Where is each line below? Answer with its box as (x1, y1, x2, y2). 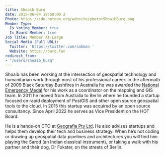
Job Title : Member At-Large (5, 35, 64, 40)
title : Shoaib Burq (5, 7, 46, 12)
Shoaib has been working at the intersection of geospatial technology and (5, 71, 157, 77)
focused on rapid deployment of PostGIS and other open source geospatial (5, 98, 159, 104)
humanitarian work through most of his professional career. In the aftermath (5, 77, 161, 83)
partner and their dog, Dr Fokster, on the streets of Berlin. (5, 144, 123, 150)
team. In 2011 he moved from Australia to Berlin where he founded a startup (5, 93, 160, 99)
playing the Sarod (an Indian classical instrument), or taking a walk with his (5, 139, 158, 145)
